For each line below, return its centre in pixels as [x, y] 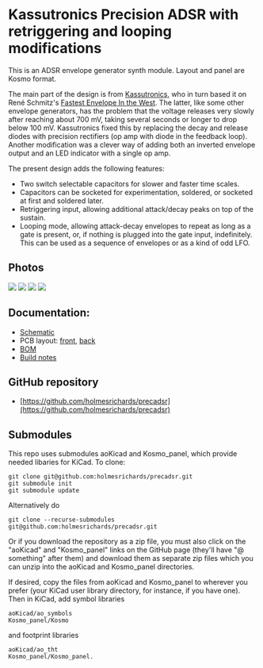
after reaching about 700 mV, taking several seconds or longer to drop [123, 119]
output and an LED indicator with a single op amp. [90, 153]
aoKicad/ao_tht [33, 650]
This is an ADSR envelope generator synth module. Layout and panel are [127, 70]
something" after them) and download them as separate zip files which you [131, 559]
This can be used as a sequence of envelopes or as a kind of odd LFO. [135, 243]
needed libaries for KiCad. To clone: [67, 463]
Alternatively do [34, 505]
